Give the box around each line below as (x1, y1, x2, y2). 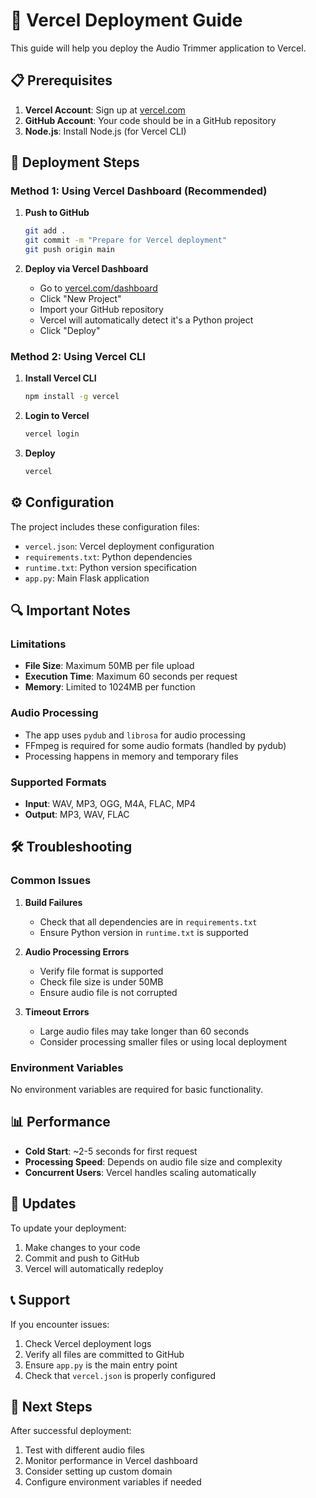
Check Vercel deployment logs (24, 1337, 152, 1349)
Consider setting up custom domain (24, 1465, 173, 1478)
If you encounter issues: (10, 1318, 110, 1330)
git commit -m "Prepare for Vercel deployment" (24, 235, 227, 246)
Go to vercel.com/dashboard (39, 282, 158, 294)
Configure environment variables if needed (24, 1476, 202, 1488)
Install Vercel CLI (24, 372, 97, 384)
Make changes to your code (24, 1241, 141, 1253)
